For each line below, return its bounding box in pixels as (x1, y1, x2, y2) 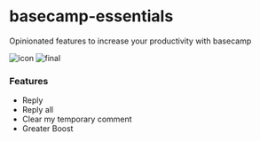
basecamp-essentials (9, 6, 174, 27)
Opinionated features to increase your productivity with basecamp (9, 35, 252, 46)
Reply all (21, 105, 54, 115)
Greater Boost (21, 123, 74, 134)
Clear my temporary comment (21, 114, 132, 125)
